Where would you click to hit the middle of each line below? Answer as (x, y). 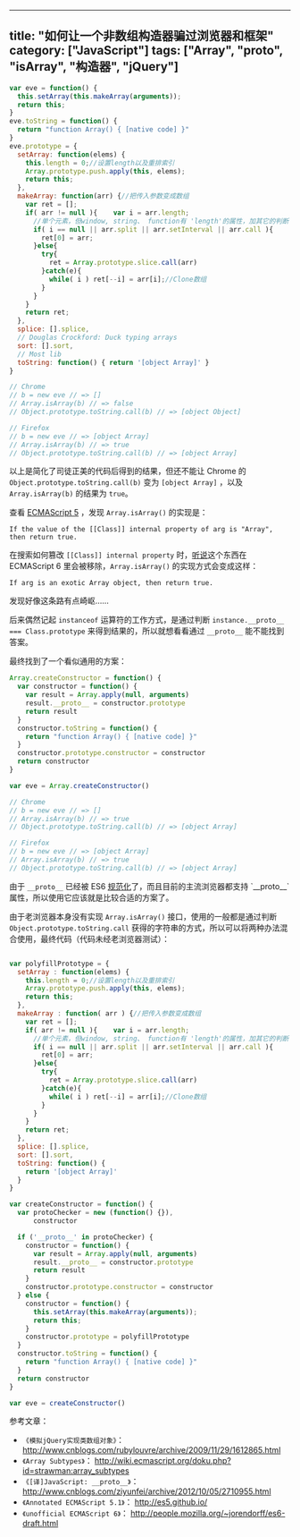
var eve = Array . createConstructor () (79, 785)
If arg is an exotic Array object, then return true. (112, 583)
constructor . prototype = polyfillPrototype (108, 1337)
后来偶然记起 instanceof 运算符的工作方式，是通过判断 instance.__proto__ (147, 620)
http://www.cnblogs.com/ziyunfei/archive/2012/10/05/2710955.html (146, 1491)
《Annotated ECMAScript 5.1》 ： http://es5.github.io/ (115, 1502)
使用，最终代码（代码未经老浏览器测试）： (93, 938)
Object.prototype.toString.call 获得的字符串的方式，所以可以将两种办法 (145, 928)
